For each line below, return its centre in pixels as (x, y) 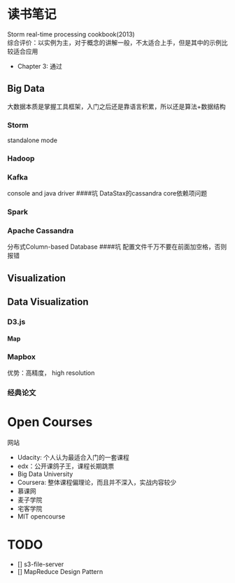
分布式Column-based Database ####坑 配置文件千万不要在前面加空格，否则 (117, 247)
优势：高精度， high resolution (51, 373)
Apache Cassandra (41, 231)
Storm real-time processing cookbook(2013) (71, 34)
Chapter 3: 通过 (40, 66)
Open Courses (50, 422)
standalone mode (33, 140)
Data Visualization (48, 302)
